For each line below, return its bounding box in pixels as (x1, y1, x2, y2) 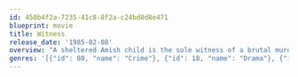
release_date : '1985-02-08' (9, 37, 114, 47)
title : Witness (9, 29, 66, 38)
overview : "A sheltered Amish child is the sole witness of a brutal (9, 46, 272, 55)
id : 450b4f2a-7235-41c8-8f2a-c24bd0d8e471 (9, 12, 169, 22)
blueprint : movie (9, 21, 74, 30)
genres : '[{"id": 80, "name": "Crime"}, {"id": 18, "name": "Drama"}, (9, 54, 276, 63)
